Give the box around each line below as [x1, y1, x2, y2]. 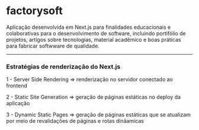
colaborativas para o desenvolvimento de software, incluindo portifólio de [6, 29, 186, 36]
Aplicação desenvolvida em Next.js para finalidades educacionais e [6, 24, 171, 31]
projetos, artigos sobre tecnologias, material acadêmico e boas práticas [6, 36, 181, 43]
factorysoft [6, 4, 63, 18]
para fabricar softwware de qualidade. [6, 42, 99, 49]
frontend [6, 82, 28, 89]
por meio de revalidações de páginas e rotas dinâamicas [6, 118, 144, 125]
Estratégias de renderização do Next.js [6, 62, 121, 71]
